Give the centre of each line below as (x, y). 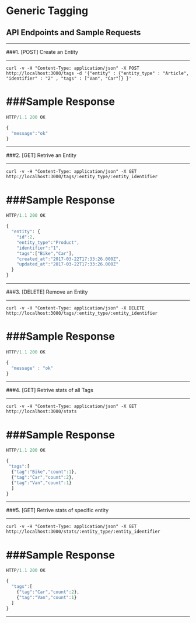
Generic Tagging (47, 11)
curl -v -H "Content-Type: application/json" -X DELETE (75, 308)
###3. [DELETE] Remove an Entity (47, 292)
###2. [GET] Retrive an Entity (41, 155)
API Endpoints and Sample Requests (73, 33)
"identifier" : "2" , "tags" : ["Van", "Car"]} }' (69, 79)
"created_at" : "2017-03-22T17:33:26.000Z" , (69, 259)
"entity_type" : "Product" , (48, 242)
